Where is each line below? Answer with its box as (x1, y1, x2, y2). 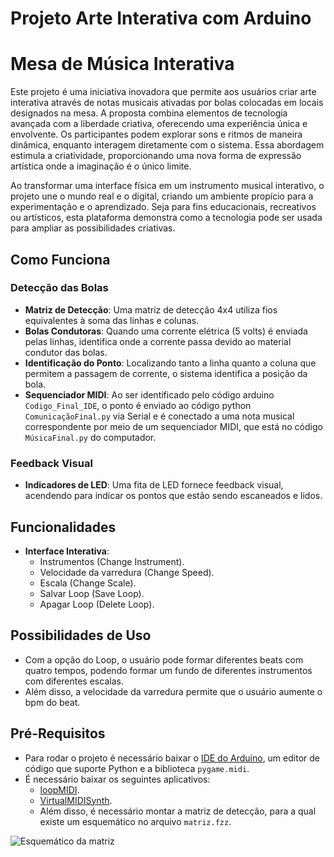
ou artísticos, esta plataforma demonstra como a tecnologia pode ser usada (10, 212, 323, 224)
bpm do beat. (24, 696, 81, 708)
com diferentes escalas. (24, 675, 124, 687)
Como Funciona (10, 251, 111, 268)
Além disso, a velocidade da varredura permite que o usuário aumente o (24, 685, 323, 697)
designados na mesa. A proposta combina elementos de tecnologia (10, 107, 288, 119)
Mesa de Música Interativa (10, 53, 235, 76)
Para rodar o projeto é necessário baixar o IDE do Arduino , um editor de (24, 752, 320, 764)
